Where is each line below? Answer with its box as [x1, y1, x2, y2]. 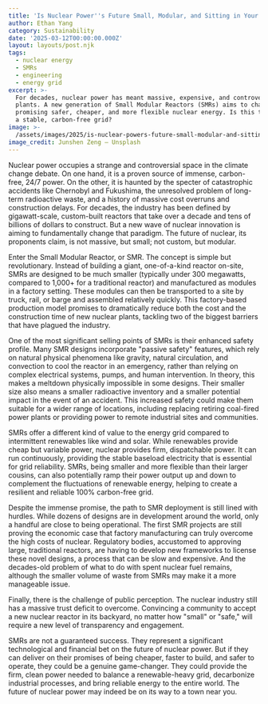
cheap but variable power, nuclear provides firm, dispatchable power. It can [8, 445, 257, 454]
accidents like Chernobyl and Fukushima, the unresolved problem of [8, 186, 233, 195]
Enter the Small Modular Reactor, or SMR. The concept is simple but [8, 252, 231, 262]
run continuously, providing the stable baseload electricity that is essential [8, 453, 253, 462]
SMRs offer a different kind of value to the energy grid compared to [8, 427, 230, 437]
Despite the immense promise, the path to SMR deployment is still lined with [8, 502, 258, 512]
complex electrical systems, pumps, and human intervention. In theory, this [8, 370, 255, 379]
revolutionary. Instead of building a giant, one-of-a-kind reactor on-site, [8, 261, 244, 270]
